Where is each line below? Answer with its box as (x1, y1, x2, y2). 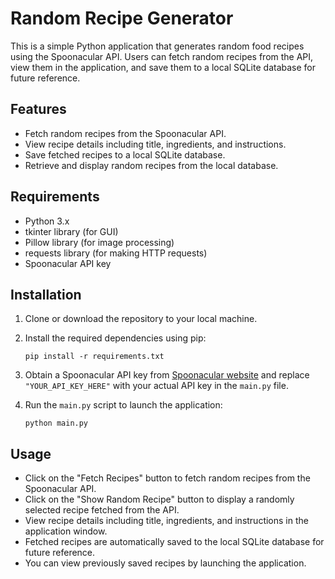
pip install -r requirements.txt (24, 352, 165, 362)
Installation (10, 286, 82, 303)
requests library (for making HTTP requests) (24, 247, 208, 259)
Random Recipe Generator (10, 7, 234, 30)
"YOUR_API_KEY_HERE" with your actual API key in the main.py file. (24, 380, 289, 392)
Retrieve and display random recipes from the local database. (24, 159, 279, 171)
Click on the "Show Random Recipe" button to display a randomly (24, 493, 295, 506)
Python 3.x (24, 215, 70, 227)
